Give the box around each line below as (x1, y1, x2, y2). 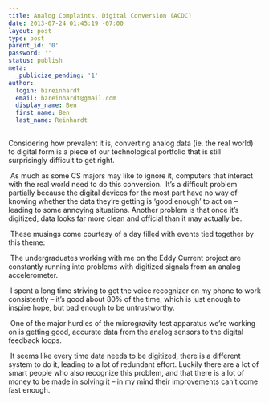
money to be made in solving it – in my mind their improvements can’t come (8, 377, 259, 386)
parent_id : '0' (8, 42, 59, 50)
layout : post (8, 26, 52, 35)
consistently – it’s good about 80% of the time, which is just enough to (8, 294, 241, 303)
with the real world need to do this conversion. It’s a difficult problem (8, 179, 238, 189)
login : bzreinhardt (15, 86, 81, 95)
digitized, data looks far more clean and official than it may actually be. (8, 214, 243, 223)
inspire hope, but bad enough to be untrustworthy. (8, 303, 175, 312)
